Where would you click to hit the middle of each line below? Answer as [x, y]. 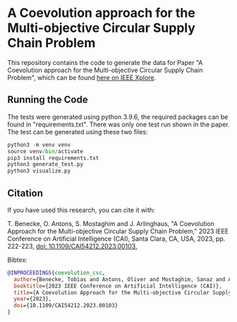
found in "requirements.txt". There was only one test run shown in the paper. [119, 124]
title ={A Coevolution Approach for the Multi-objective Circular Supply [123, 292]
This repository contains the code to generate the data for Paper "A [105, 62]
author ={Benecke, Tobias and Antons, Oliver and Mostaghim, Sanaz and [120, 279]
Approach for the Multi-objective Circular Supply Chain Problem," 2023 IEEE [118, 231]
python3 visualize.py [39, 171]
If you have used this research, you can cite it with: [81, 210]
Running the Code [48, 100]
